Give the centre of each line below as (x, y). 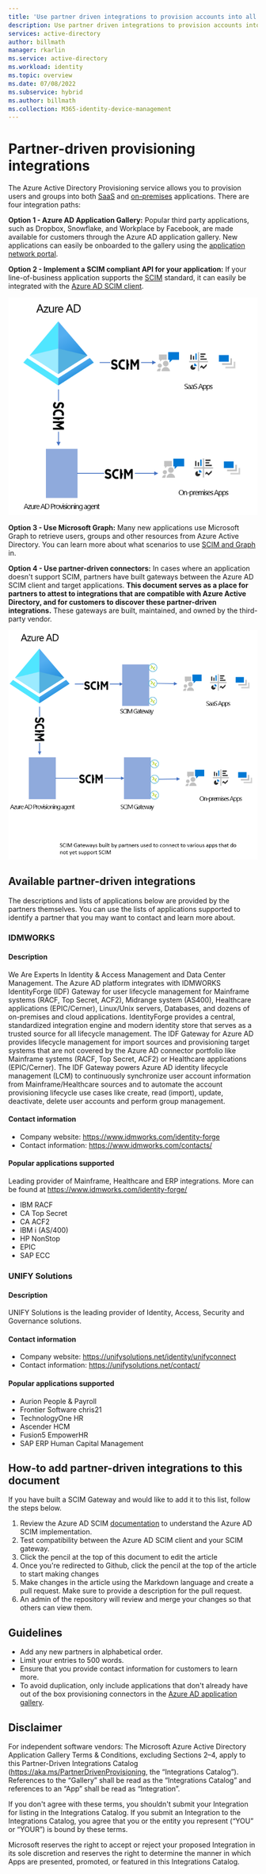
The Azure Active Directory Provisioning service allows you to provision (125, 188)
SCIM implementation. (56, 1532)
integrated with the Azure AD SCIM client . (76, 287)
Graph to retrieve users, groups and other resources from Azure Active (124, 537)
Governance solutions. (45, 1321)
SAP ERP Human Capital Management (82, 1443)
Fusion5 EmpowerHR (54, 1435)
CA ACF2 (34, 1222)
